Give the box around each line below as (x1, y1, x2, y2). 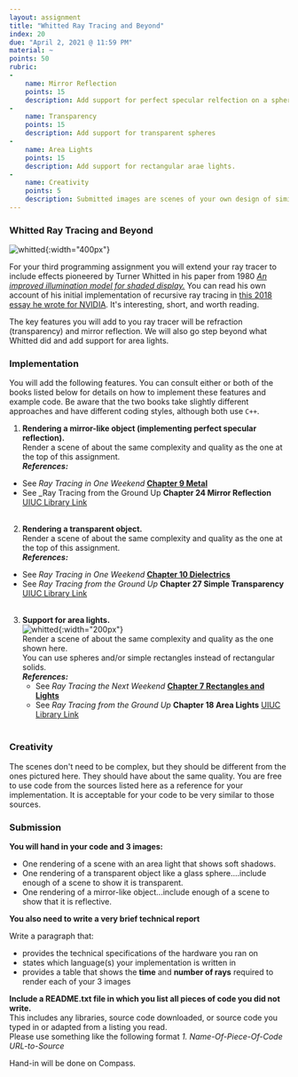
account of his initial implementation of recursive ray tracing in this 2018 (9, 290, 272, 300)
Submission (9, 821, 62, 834)
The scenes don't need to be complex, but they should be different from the (9, 761, 286, 771)
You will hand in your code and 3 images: (9, 842, 163, 852)
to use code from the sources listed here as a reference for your (9, 779, 244, 791)
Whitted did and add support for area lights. (9, 335, 169, 347)
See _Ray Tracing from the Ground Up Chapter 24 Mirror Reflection (21, 488, 272, 499)
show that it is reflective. (21, 897, 113, 907)
